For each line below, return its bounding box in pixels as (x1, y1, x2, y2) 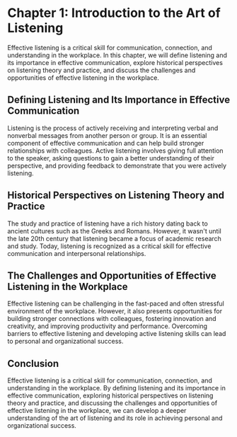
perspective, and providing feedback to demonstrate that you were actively (7, 161, 227, 170)
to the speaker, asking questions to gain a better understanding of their (7, 153, 214, 162)
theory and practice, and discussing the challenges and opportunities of (7, 399, 218, 407)
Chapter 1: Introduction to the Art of (7, 5, 221, 21)
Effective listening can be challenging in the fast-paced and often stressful (7, 299, 224, 308)
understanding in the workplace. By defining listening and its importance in (7, 384, 226, 392)
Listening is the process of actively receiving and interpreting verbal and (7, 124, 219, 132)
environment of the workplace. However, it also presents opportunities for (7, 307, 223, 315)
